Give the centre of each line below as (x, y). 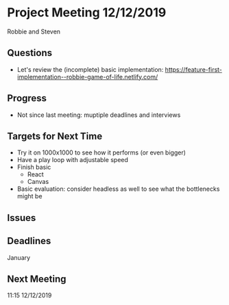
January (19, 257)
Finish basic (34, 167)
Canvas (38, 182)
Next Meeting (37, 279)
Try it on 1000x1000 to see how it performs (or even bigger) (101, 152)
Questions (30, 53)
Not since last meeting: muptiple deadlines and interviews (99, 115)
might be (29, 196)
